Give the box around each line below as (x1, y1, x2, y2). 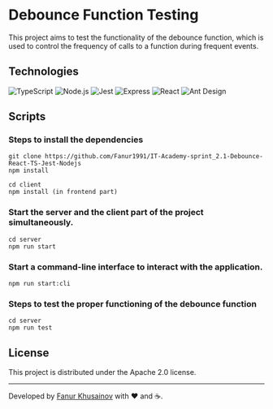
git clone (8, 153, 42, 161)
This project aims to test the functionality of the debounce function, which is (8, 32, 264, 42)
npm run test (8, 324, 53, 332)
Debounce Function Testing (8, 6, 199, 24)
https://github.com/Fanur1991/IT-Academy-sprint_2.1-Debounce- (44, 153, 264, 161)
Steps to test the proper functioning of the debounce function (8, 298, 258, 309)
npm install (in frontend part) (8, 188, 118, 196)
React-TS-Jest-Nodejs (8, 160, 82, 168)
